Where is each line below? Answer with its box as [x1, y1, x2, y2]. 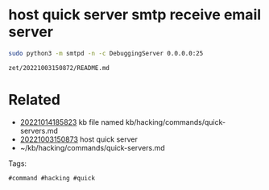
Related [8, 91, 60, 109]
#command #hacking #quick [8, 174, 95, 182]
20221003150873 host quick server [19, 134, 139, 144]
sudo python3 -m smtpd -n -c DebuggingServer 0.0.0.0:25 [8, 49, 204, 57]
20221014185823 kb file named [19, 117, 125, 126]
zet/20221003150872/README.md [8, 64, 110, 72]
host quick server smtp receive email [8, 6, 262, 24]
